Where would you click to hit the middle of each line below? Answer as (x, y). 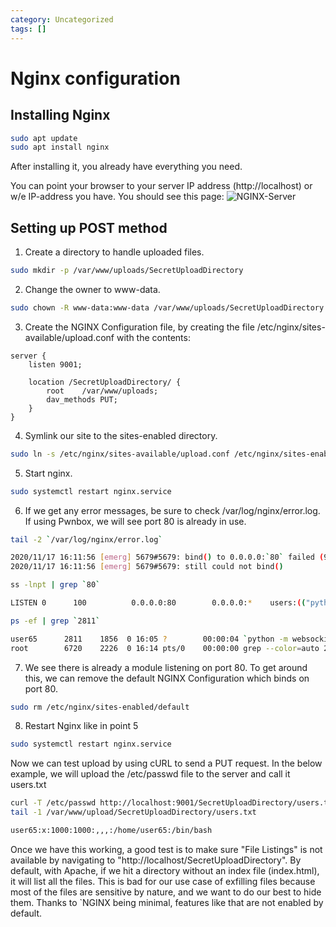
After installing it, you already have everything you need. (126, 167)
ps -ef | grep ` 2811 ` (55, 621)
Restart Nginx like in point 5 (81, 726)
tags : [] (28, 29)
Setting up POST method (89, 227)
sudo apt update (44, 138)
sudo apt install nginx (60, 147)
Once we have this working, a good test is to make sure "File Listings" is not (166, 849)
